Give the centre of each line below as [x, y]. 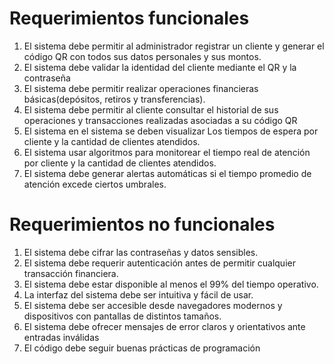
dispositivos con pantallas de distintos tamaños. [122, 316]
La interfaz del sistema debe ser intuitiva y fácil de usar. [138, 294]
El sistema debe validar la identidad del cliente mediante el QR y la [160, 67]
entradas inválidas [61, 337]
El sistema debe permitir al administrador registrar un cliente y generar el [174, 46]
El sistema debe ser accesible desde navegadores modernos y [153, 305]
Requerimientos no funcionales [142, 224]
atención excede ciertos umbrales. [95, 184]
